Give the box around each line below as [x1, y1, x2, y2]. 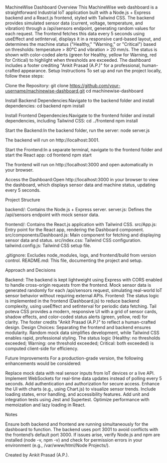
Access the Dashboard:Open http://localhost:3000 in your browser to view [5, 177, 159, 182]
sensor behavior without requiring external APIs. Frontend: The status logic [5, 293, 160, 298]
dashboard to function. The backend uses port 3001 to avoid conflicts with [5, 427, 159, 432]
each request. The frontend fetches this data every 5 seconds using [5, 31, 145, 36]
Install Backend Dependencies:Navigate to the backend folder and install [5, 98, 155, 104]
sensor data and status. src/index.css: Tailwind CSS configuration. [5, 237, 142, 243]
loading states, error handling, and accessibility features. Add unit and [5, 391, 150, 397]
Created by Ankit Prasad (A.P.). [5, 452, 69, 458]
